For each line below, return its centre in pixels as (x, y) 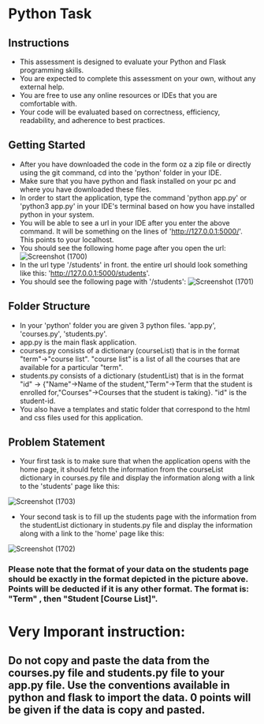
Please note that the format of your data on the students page (129, 569)
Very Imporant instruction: (97, 631)
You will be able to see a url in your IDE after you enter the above (125, 222)
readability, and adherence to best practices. (92, 120)
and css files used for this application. (81, 417)
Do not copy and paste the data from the (109, 661)
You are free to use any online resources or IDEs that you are (118, 95)
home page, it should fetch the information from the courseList (121, 469)
